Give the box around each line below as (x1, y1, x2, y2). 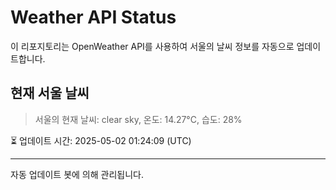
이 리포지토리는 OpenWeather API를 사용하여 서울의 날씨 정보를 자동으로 (10, 40, 295, 52)
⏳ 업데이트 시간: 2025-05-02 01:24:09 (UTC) (10, 134, 192, 146)
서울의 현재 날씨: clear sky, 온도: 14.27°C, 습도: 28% (34, 113, 243, 125)
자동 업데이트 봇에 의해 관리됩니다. (10, 168, 144, 180)
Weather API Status (10, 6, 177, 29)
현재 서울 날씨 (10, 85, 90, 102)
